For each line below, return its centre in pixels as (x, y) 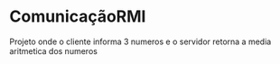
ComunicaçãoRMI (78, 17)
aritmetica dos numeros (53, 50)
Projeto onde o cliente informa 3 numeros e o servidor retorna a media (140, 41)
